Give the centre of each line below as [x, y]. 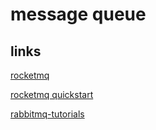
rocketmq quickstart [52, 94]
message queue [78, 14]
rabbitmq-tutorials [47, 114]
